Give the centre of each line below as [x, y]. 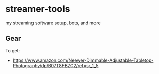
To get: [13, 50]
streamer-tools [38, 9]
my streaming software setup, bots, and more [53, 23]
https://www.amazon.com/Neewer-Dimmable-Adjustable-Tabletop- [83, 60]
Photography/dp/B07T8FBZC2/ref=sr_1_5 [55, 65]
